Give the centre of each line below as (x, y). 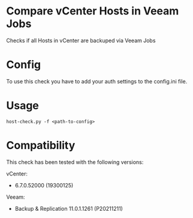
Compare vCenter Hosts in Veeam (93, 11)
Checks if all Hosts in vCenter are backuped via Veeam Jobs (81, 40)
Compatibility (41, 145)
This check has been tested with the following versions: (75, 162)
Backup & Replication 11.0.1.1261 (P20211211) (69, 208)
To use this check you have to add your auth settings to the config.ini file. (97, 81)
